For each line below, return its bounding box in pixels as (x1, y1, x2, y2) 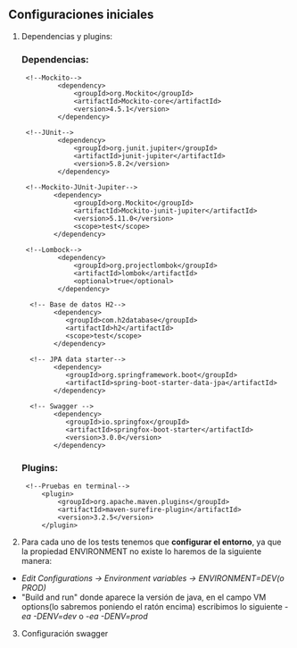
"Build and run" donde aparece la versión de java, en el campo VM (21, 592, 267, 602)
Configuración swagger (21, 628, 109, 639)
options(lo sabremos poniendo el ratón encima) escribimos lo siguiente (21, 602, 283, 612)
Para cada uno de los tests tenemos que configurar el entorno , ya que (21, 536, 282, 548)
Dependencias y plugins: (21, 30, 113, 41)
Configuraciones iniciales (8, 7, 154, 22)
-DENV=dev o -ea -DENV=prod (33, 611, 148, 622)
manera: (21, 556, 53, 567)
